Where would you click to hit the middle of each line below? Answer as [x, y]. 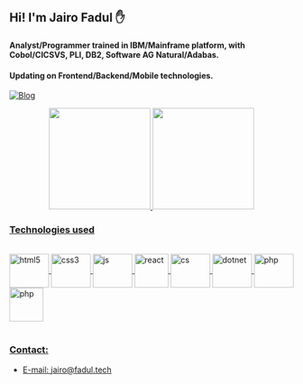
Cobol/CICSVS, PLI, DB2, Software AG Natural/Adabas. [114, 54]
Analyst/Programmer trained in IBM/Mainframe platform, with [128, 45]
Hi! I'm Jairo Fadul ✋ [67, 18]
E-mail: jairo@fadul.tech [67, 370]
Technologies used [52, 230]
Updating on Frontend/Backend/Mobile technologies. [111, 75]
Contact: [29, 350]
